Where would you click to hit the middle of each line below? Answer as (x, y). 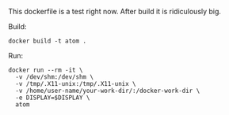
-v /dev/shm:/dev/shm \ (54, 77)
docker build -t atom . (48, 41)
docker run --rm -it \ (46, 70)
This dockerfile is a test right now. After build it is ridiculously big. (115, 11)
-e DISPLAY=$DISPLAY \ (53, 98)
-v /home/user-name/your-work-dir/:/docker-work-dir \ (108, 91)
